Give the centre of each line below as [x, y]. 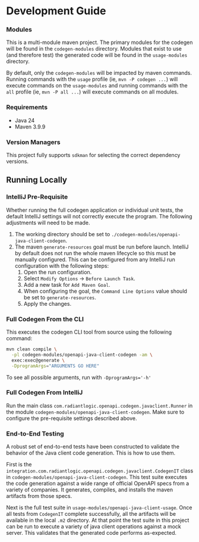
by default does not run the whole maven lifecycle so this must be [95, 253]
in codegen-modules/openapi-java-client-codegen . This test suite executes [97, 477]
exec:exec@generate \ [38, 360]
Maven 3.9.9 [30, 127]
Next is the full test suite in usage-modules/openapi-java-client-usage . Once [99, 507]
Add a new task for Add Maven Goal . [67, 284]
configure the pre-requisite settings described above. [72, 418]
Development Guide [56, 11]
